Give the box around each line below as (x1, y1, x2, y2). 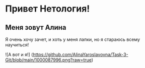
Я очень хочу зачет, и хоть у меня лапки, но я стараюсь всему (5, 36, 140, 42)
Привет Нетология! (5, 3, 90, 15)
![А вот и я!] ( (5, 51, 33, 57)
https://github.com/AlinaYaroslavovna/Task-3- (32, 51, 128, 57)
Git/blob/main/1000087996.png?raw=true (5, 57, 92, 63)
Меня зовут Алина (5, 23, 66, 32)
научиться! (5, 42, 29, 48)
